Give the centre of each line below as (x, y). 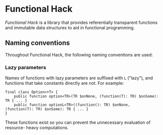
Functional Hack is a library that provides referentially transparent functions (81, 22)
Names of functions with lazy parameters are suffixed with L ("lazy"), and (79, 78)
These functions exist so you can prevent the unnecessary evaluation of (78, 122)
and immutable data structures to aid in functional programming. (70, 27)
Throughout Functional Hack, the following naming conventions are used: (79, 55)
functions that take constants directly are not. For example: (64, 83)
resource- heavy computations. (37, 128)
